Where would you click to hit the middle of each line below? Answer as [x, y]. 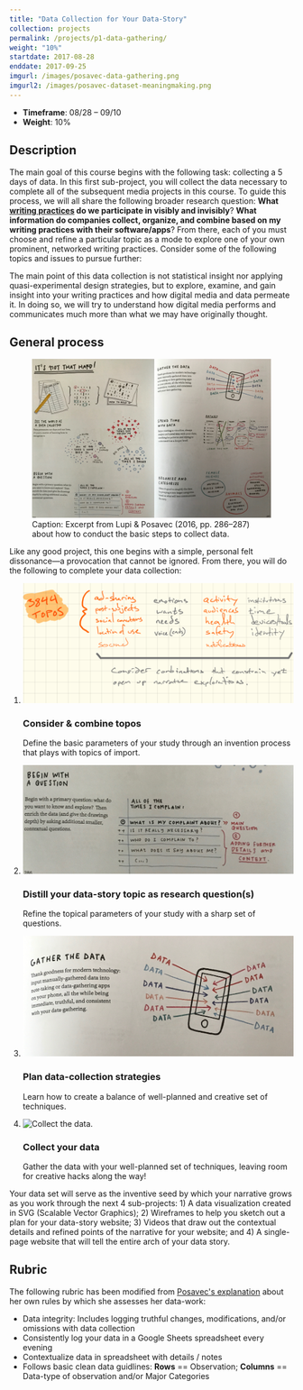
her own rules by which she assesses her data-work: [108, 1301]
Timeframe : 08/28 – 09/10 [72, 112]
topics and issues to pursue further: [76, 258]
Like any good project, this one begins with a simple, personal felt [132, 552]
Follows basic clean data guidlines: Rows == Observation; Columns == [155, 1367]
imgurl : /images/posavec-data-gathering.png [94, 77]
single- [277, 1231]
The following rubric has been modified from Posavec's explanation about [147, 1291]
